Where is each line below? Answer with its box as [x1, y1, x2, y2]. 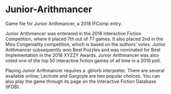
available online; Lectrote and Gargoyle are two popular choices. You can [5, 73, 160, 79]
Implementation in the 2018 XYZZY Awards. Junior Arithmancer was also [5, 52, 159, 58]
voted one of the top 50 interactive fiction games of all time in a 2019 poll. [5, 57, 161, 63]
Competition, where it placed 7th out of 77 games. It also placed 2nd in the [5, 36, 163, 42]
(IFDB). [5, 83, 21, 90]
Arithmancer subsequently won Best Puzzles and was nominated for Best [5, 46, 161, 53]
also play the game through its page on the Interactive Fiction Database [5, 78, 157, 84]
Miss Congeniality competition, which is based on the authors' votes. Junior [5, 41, 166, 47]
